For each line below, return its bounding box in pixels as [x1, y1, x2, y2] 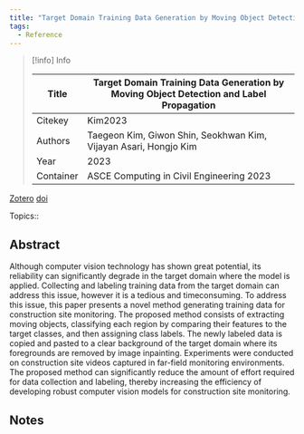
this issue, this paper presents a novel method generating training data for [9, 300, 286, 311]
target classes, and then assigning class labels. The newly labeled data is [9, 328, 283, 340]
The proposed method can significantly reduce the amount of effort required [9, 367, 295, 378]
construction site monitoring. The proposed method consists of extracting [9, 309, 285, 320]
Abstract [9, 236, 61, 252]
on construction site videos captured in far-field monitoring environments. [9, 357, 285, 368]
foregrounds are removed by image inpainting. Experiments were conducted [9, 348, 294, 359]
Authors [35, 135, 71, 148]
